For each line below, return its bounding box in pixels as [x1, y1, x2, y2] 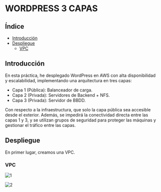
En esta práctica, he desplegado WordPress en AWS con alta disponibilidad [5, 72, 156, 78]
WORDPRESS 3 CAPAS [5, 3, 98, 14]
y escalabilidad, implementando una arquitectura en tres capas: [5, 77, 132, 83]
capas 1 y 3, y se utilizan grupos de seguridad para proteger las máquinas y [5, 117, 156, 123]
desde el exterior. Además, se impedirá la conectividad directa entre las [5, 112, 148, 118]
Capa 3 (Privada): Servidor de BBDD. [12, 97, 86, 103]
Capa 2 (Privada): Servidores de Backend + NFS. [12, 92, 110, 98]
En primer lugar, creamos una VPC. [5, 149, 75, 155]
